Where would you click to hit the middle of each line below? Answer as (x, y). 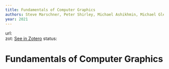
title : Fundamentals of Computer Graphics (50, 10)
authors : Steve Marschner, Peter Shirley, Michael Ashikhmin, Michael (81, 14)
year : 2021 (17, 19)
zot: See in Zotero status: (31, 38)
